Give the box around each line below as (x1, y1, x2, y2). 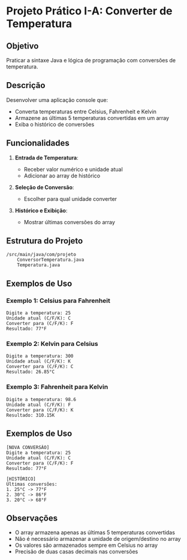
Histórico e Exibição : (14, 207, 68, 214)
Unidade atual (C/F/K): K (6, 359, 71, 365)
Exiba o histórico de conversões (14, 121, 95, 128)
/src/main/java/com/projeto (6, 252, 77, 258)
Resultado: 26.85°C (6, 369, 55, 375)
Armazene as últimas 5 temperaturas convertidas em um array (14, 114, 170, 121)
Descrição (6, 80, 46, 91)
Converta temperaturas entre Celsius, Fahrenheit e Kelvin (14, 108, 157, 115)
